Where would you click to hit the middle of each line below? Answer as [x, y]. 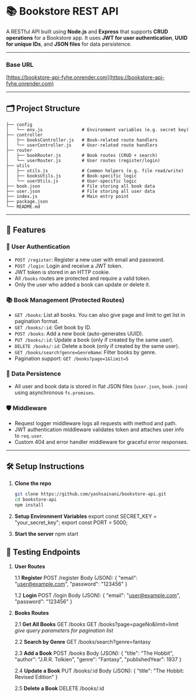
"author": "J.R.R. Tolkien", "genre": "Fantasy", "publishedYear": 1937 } [98, 659]
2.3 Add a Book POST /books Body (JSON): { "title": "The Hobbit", [94, 653]
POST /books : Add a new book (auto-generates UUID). [79, 334]
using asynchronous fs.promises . [55, 392]
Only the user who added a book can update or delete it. [82, 284]
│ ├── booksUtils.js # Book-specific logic [71, 176]
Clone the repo [33, 483]
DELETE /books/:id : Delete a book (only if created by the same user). [97, 346]
